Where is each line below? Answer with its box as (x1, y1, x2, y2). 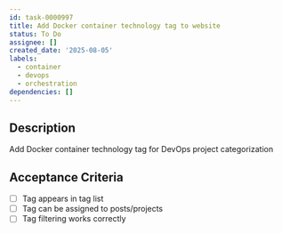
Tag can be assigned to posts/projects (21, 204, 164, 214)
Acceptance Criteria (9, 170, 124, 185)
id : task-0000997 (9, 12, 74, 22)
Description (9, 120, 76, 135)
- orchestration (17, 79, 77, 88)
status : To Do (9, 29, 62, 38)
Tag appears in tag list (21, 193, 104, 205)
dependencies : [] (9, 87, 74, 96)
